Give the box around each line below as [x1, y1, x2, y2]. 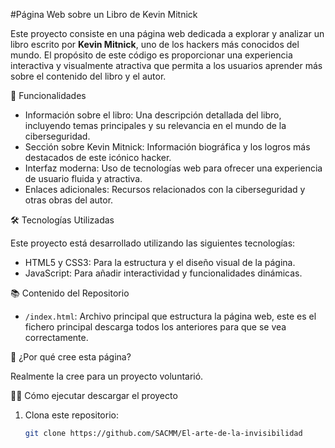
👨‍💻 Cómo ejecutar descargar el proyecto [10, 390, 178, 401]
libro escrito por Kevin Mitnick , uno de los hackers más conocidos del [10, 39, 300, 50]
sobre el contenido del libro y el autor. [10, 70, 167, 82]
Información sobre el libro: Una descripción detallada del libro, [24, 109, 282, 121]
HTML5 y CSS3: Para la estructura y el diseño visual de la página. [24, 257, 296, 268]
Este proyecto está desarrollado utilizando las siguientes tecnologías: [10, 237, 296, 249]
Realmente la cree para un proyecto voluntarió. [10, 370, 204, 382]
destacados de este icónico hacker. [24, 152, 172, 163]
